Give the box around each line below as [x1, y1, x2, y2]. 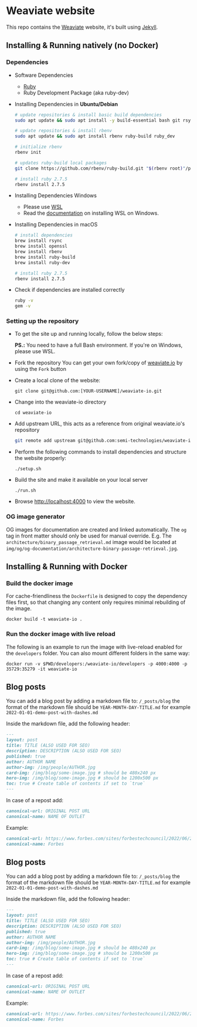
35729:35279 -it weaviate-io [6, 666, 77, 672]
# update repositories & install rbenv [14, 128, 113, 134]
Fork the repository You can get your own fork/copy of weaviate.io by [14, 359, 183, 366]
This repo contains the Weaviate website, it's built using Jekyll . [6, 23, 158, 31]
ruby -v [14, 298, 33, 303]
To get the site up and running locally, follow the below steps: [14, 330, 163, 337]
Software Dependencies [14, 72, 73, 79]
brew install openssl [14, 244, 67, 249]
